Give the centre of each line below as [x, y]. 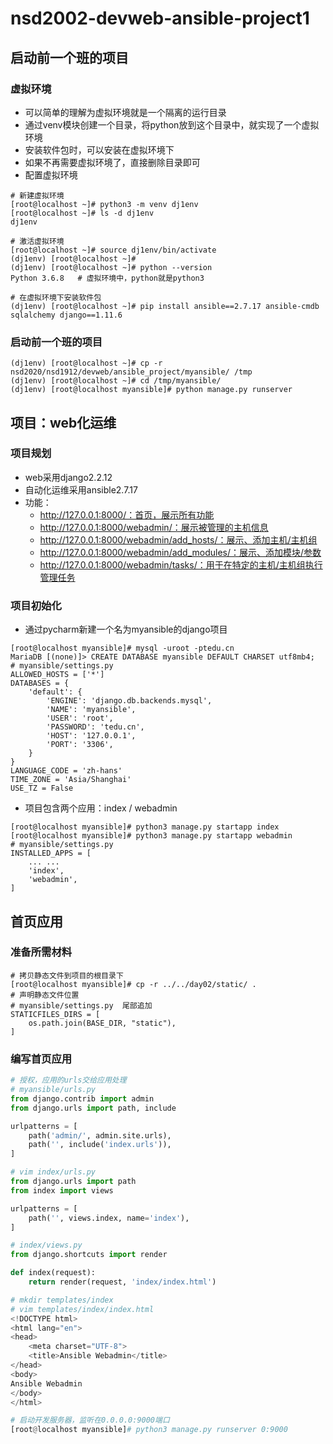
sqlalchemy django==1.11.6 [66, 315]
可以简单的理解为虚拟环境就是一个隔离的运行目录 [125, 112]
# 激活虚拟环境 [37, 241]
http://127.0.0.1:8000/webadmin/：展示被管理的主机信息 [154, 527]
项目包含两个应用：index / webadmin [101, 808]
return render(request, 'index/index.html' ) [122, 1282]
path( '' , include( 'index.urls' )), [100, 1145]
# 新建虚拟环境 [37, 195]
